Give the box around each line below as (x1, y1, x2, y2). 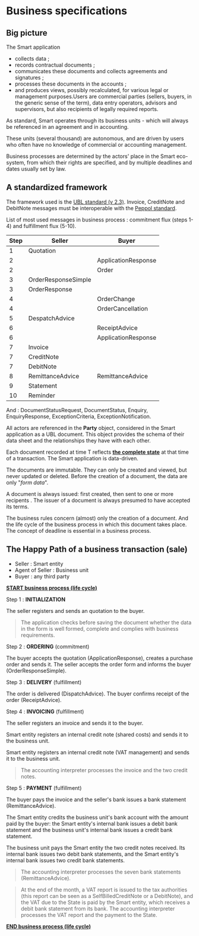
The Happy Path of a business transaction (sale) (6, 545, 188, 555)
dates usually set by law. (6, 165, 67, 172)
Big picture (6, 28, 48, 38)
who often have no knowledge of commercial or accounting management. (6, 141, 187, 148)
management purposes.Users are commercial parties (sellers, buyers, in (14, 93, 192, 100)
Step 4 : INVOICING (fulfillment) (6, 708, 84, 715)
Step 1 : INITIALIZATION (6, 596, 66, 603)
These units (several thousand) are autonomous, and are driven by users (6, 135, 184, 142)
